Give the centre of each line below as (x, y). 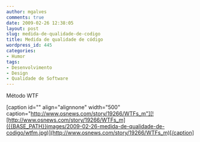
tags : (13, 62)
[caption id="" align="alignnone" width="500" (63, 107)
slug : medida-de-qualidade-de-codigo (53, 34)
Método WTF (23, 96)
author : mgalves (26, 12)
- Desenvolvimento (29, 67)
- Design (17, 73)
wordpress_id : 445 (29, 46)
